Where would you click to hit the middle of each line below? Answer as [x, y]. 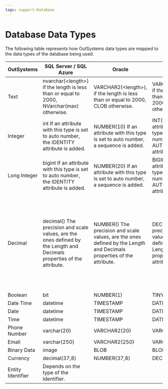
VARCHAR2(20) [112, 330]
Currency [19, 358]
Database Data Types [50, 34]
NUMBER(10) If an [115, 127]
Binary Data [21, 350]
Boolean [17, 295]
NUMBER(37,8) [112, 358]
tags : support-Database [30, 10]
